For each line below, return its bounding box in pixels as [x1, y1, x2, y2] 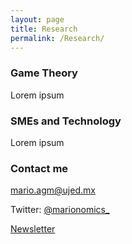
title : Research [10, 24, 78, 34]
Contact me [10, 161, 69, 175]
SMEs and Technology [10, 114, 122, 128]
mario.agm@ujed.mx [10, 184, 96, 196]
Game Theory [10, 66, 78, 80]
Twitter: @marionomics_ [10, 204, 110, 216]
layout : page [10, 14, 65, 25]
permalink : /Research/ [10, 33, 105, 43]
